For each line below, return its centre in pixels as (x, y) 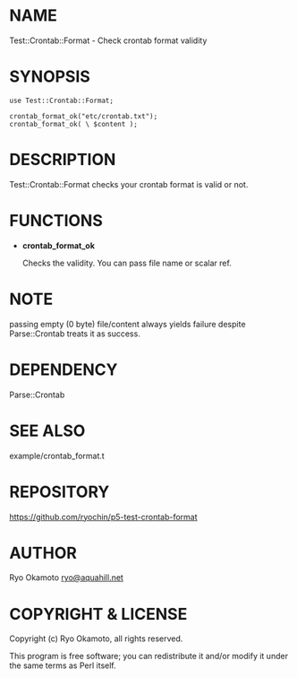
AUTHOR (43, 553)
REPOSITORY (59, 492)
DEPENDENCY (64, 369)
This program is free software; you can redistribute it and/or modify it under (149, 656)
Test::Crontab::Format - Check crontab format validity (108, 40)
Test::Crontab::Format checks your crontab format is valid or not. (129, 184)
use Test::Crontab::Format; (62, 100)
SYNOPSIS (50, 77)
